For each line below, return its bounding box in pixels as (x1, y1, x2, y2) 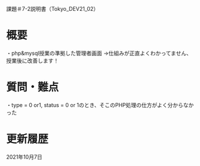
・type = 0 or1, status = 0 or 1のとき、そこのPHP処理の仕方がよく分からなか (6, 101, 194, 108)
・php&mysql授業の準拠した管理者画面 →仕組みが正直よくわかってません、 (6, 49, 192, 57)
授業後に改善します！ (6, 57, 59, 64)
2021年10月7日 (6, 153, 43, 161)
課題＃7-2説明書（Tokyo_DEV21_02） (6, 5, 99, 12)
